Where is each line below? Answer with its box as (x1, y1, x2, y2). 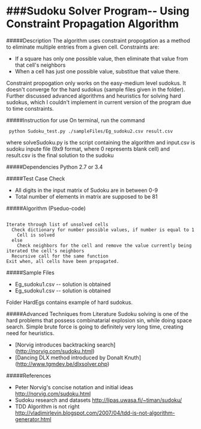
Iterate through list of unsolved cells (6, 221, 109, 227)
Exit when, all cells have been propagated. (6, 258, 119, 264)
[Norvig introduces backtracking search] (14, 341, 116, 348)
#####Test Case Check (6, 174, 65, 182)
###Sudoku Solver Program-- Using (6, 4, 190, 18)
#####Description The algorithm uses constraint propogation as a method (6, 37, 190, 44)
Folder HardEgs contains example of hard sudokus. (6, 298, 133, 306)
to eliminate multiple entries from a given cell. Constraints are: (6, 43, 160, 51)
